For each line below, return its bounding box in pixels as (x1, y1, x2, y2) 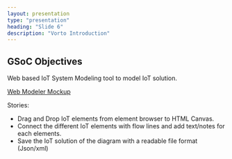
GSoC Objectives (7, 55, 83, 67)
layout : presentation (7, 10, 70, 17)
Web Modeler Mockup (7, 88, 71, 96)
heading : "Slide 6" (7, 23, 64, 30)
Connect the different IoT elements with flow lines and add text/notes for (17, 122, 226, 130)
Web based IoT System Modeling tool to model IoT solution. (7, 74, 178, 82)
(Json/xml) (17, 144, 49, 153)
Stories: (7, 101, 30, 109)
